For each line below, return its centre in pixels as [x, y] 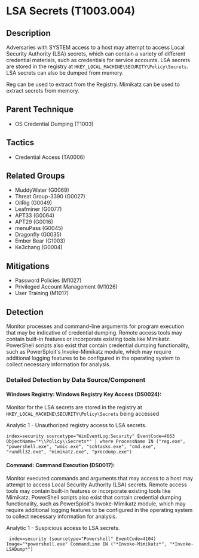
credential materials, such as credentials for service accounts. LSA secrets [98, 60]
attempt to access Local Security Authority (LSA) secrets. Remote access [97, 485]
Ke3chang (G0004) [39, 247]
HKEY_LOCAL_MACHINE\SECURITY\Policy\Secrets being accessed [83, 414]
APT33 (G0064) [35, 216]
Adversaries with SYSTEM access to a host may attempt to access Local [96, 47]
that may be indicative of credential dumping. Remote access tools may [94, 333]
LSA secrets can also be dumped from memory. [65, 73]
